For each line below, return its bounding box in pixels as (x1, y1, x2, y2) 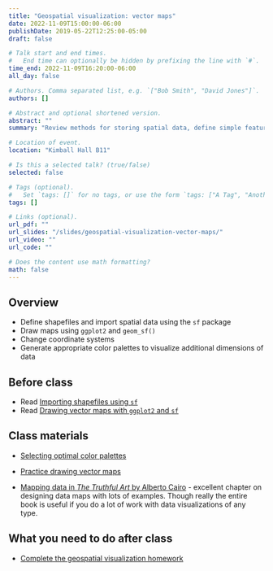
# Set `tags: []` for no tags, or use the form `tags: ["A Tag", (8, 190, 242, 199)
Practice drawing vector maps (19, 466, 122, 476)
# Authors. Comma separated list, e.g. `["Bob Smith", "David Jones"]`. (8, 86, 260, 94)
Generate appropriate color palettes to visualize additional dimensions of (19, 343, 264, 353)
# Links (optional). (8, 213, 79, 221)
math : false (8, 265, 49, 273)
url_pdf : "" (8, 220, 49, 229)
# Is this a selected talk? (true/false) (8, 161, 151, 169)
